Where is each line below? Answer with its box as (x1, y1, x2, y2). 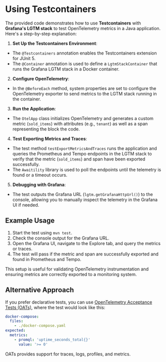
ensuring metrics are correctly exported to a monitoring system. (5, 271, 137, 277)
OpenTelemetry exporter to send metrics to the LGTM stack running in (12, 90, 157, 96)
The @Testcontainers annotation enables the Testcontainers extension (12, 50, 157, 56)
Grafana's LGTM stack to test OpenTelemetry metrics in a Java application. (5, 25, 161, 31)
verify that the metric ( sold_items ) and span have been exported (12, 156, 145, 162)
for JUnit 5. (12, 55, 36, 61)
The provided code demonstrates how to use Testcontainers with (5, 20, 141, 26)
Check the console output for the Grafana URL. (12, 235, 109, 241)
